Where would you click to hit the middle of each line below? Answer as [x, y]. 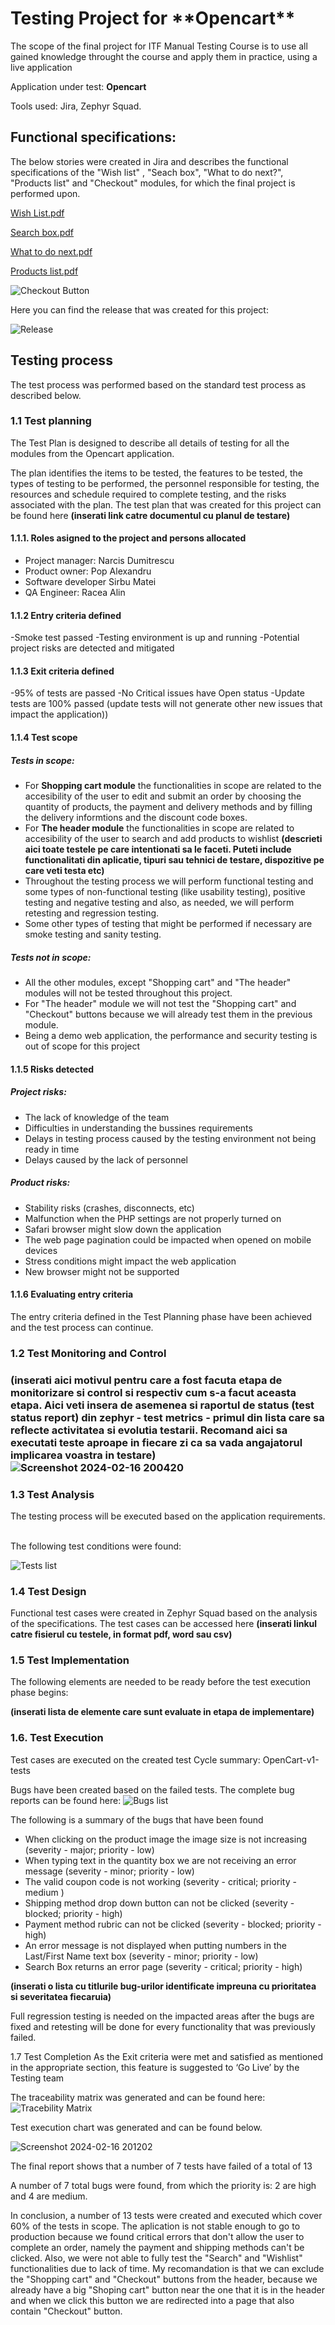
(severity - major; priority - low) [89, 1849]
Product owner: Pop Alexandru [88, 571]
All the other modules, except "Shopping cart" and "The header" [158, 982]
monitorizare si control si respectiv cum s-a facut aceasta [153, 1392]
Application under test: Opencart [78, 86]
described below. [46, 395]
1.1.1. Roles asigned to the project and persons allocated [128, 538]
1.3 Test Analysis [52, 1494]
